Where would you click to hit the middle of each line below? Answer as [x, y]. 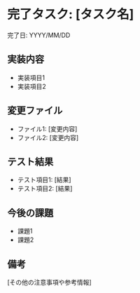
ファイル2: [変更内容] [48, 137]
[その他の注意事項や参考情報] [50, 282]
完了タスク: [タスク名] [71, 14]
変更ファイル [35, 110]
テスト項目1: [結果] [44, 180]
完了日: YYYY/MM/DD [39, 35]
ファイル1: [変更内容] [47, 129]
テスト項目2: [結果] [45, 189]
